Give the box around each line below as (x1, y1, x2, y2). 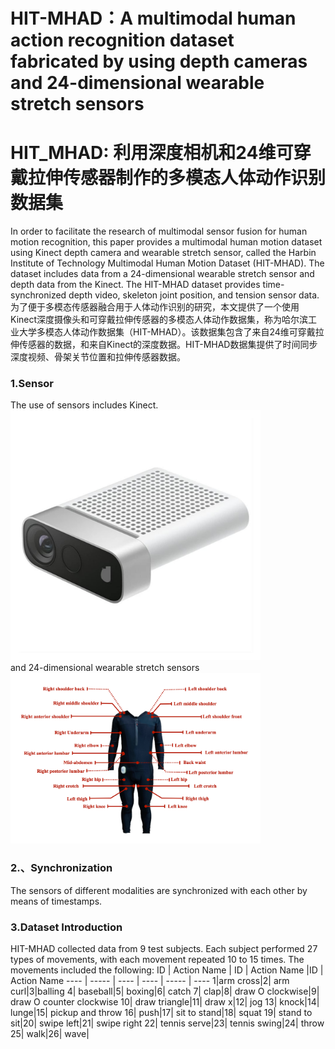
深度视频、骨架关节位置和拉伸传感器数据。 (10, 351, 186, 363)
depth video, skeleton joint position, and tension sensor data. (68, 289, 320, 301)
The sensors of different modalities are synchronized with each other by (10, 884, 308, 896)
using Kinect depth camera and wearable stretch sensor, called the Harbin (10, 247, 317, 259)
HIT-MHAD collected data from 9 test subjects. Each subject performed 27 (10, 943, 318, 955)
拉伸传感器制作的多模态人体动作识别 (28, 167, 327, 189)
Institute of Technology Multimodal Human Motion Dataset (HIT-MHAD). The (10, 257, 325, 269)
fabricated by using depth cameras (10, 50, 308, 73)
